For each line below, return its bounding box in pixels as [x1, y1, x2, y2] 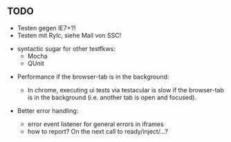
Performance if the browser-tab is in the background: [17, 72, 169, 81]
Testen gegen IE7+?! [17, 23, 76, 32]
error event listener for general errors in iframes [27, 120, 164, 128]
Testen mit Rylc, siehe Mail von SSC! [17, 31, 122, 39]
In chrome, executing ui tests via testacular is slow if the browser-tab [27, 85, 225, 94]
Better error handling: [17, 106, 79, 114]
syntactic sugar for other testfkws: [17, 44, 116, 52]
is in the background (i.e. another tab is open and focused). [27, 93, 197, 101]
